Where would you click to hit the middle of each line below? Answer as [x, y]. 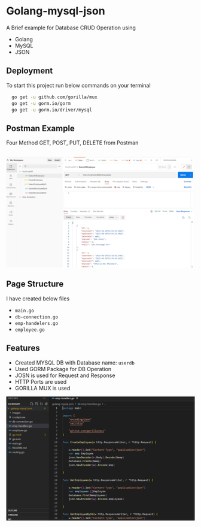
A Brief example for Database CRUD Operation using [71, 28]
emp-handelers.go [36, 323]
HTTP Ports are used [41, 381]
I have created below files [38, 299]
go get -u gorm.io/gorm [41, 103]
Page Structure [35, 284]
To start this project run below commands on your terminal [78, 85]
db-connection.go [36, 317]
